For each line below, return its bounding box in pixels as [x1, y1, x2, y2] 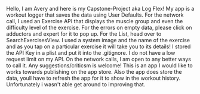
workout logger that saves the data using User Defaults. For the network [6, 11, 184, 18]
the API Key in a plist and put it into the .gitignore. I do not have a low [6, 49, 176, 56]
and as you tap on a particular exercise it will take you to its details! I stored [6, 43, 191, 50]
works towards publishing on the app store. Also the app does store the [6, 68, 182, 75]
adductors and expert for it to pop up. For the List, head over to [6, 30, 162, 37]
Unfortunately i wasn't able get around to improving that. [6, 81, 146, 88]
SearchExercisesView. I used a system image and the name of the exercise [6, 37, 190, 43]
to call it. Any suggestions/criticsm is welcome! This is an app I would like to [6, 62, 193, 69]
